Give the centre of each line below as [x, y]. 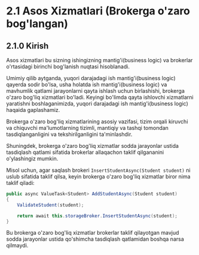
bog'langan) [37, 24]
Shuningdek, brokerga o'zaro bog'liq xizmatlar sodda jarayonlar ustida [93, 146]
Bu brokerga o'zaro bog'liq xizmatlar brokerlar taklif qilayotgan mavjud [93, 233]
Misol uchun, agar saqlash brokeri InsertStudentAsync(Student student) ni [98, 170]
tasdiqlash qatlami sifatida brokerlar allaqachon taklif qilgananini [85, 152]
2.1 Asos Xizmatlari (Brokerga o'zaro [98, 11]
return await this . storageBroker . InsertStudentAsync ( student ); [97, 216]
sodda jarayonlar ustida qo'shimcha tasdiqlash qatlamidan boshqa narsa [95, 239]
